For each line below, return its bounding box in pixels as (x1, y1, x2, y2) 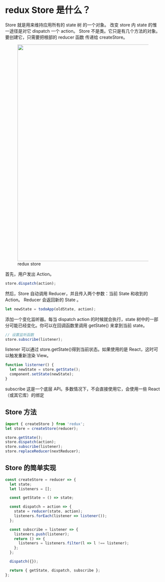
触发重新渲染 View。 (9, 353, 51, 359)
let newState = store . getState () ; (9, 367, 81, 372)
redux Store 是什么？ (5, 4, 91, 16)
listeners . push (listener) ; (14, 531, 70, 536)
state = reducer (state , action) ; (14, 509, 83, 514)
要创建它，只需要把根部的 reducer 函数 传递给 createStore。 (5, 34, 128, 40)
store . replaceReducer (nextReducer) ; (5, 449, 81, 454)
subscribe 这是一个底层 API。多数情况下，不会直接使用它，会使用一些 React (5, 386, 160, 392)
